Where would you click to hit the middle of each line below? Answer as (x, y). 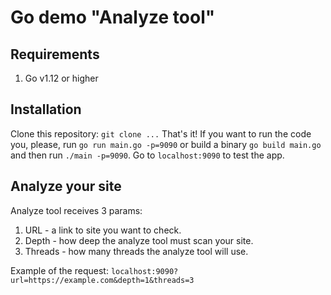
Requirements (55, 54)
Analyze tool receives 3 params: (76, 210)
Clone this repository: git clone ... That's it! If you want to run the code (161, 133)
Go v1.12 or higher (61, 78)
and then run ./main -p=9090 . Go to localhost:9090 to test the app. (147, 155)
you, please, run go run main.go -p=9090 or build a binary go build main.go (166, 144)
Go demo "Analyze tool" (113, 17)
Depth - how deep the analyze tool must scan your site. (139, 240)
